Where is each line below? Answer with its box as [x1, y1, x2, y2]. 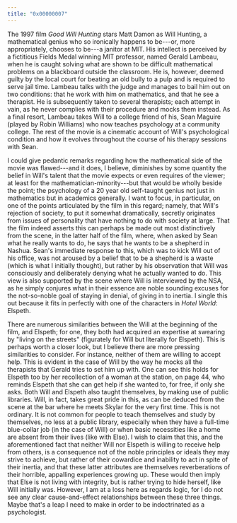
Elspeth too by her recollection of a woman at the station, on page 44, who [7, 372, 225, 381]
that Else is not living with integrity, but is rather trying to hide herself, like [7, 478, 221, 486]
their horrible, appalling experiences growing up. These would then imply [7, 470, 221, 478]
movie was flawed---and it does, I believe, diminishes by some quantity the [7, 163, 227, 172]
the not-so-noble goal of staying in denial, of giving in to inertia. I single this [7, 291, 228, 300]
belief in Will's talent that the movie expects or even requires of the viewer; [7, 171, 226, 180]
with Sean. [7, 142, 39, 151]
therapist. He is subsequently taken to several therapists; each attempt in [7, 97, 221, 106]
